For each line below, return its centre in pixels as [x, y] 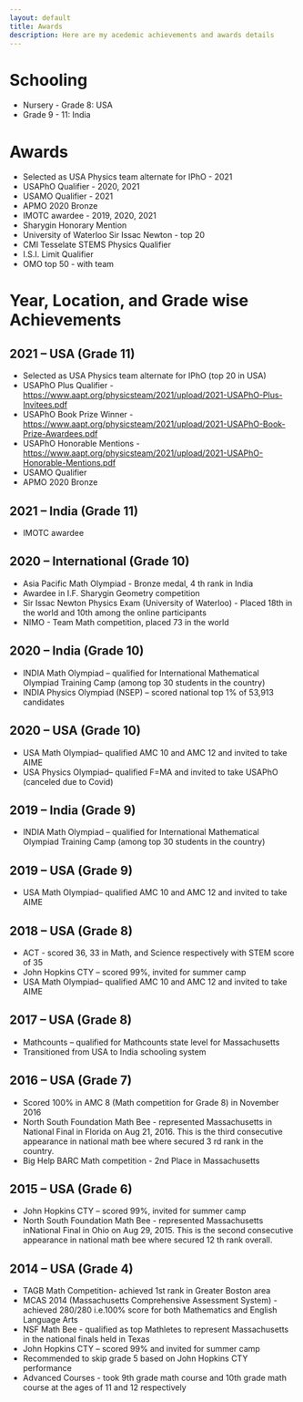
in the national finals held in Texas [86, 1339]
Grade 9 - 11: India [56, 115]
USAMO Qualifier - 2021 [68, 196]
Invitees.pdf [45, 405]
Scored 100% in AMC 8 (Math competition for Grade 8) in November [151, 1102]
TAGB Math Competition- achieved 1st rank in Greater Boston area [146, 1291]
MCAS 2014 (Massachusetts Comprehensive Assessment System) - [150, 1301]
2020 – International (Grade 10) [100, 562]
